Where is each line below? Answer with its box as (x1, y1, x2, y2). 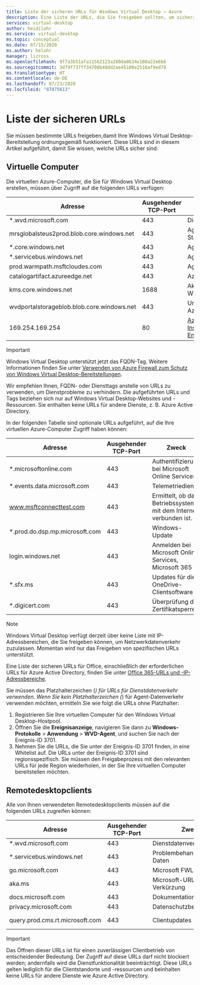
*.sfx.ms (9, 580, 34, 588)
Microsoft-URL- (152, 876, 198, 884)
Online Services (152, 472, 196, 480)
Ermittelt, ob (152, 491, 186, 499)
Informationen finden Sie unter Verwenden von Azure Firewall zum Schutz (6, 364, 188, 371)
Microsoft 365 (152, 563, 192, 571)
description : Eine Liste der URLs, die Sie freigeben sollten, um (6, 14, 174, 20)
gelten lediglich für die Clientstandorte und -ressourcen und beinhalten (6, 966, 180, 973)
